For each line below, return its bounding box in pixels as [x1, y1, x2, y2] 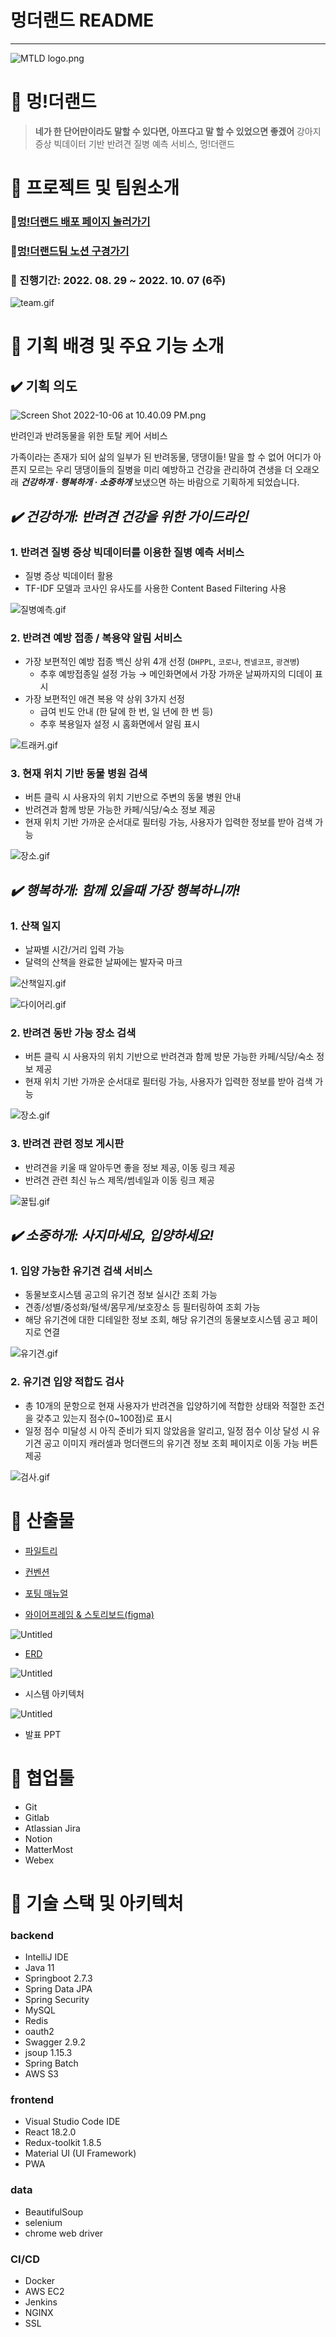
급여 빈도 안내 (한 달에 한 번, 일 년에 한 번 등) [39, 706, 214, 718]
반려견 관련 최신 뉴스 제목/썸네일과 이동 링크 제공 [24, 1174, 215, 1186]
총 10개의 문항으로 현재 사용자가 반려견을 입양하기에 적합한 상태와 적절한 [24, 1399, 307, 1411]
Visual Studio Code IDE [24, 2116, 121, 2128]
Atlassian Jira [24, 1822, 81, 1834]
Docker [24, 2275, 56, 2286]
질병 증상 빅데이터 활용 [24, 569, 114, 581]
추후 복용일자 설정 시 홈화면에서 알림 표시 [39, 718, 201, 730]
